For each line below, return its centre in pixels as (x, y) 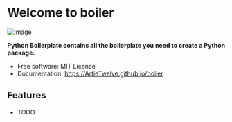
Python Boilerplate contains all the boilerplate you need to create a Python (116, 45)
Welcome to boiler (61, 13)
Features (27, 95)
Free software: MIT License (56, 66)
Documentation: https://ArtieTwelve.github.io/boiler (90, 73)
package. (21, 53)
